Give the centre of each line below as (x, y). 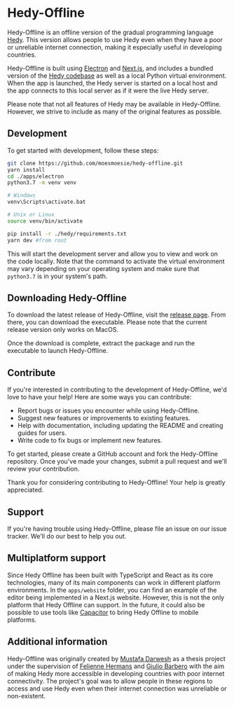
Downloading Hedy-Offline (67, 298)
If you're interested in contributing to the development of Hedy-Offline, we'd (117, 389)
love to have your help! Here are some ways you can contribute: (99, 397)
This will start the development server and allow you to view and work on (113, 254)
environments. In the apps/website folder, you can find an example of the (112, 590)
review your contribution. (43, 469)
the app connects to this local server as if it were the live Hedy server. (108, 90)
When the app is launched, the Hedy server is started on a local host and (112, 83)
